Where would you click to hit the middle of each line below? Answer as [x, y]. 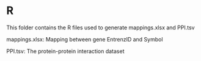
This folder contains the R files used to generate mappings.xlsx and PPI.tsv [100, 27]
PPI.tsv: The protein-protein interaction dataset [65, 51]
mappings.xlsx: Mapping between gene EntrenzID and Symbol [85, 39]
